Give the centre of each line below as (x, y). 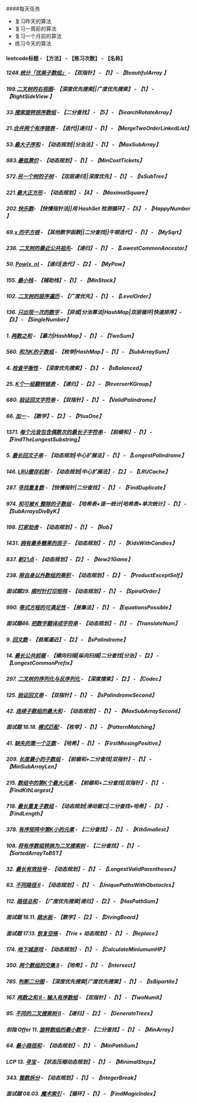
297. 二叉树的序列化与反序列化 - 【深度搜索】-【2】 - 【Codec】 (85, 679)
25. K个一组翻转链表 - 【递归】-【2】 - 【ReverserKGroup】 (80, 384)
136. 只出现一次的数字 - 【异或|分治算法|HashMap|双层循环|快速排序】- (94, 312)
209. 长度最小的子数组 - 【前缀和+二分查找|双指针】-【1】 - (79, 759)
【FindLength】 (26, 813)
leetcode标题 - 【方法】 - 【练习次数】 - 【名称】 (66, 58)
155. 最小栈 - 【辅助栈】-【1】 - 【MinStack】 (62, 280)
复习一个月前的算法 (38, 36)
